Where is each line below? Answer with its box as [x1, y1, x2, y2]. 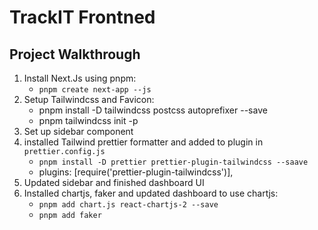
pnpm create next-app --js [38, 85, 152, 95]
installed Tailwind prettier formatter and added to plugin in [23, 136, 264, 148]
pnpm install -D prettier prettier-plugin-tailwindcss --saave [38, 157, 309, 167]
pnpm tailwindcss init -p [38, 115, 139, 126]
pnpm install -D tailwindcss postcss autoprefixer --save [38, 104, 268, 116]
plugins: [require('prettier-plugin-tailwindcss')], [38, 166, 234, 178]
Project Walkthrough [9, 46, 141, 63]
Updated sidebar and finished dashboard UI [23, 177, 205, 188]
